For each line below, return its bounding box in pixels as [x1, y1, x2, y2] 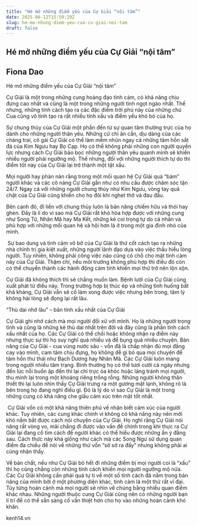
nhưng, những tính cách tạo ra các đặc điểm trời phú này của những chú [6, 107, 182, 114]
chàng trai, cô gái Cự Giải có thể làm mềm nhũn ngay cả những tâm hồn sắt [6, 137, 189, 144]
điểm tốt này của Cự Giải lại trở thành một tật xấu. [6, 161, 126, 168]
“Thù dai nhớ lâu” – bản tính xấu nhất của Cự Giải [6, 306, 125, 313]
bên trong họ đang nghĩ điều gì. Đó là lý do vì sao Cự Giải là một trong [6, 386, 175, 393]
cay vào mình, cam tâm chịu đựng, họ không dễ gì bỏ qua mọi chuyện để [6, 349, 183, 356]
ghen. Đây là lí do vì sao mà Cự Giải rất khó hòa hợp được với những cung [6, 210, 184, 217]
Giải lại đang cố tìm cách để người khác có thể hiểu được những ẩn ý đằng [6, 429, 186, 436]
